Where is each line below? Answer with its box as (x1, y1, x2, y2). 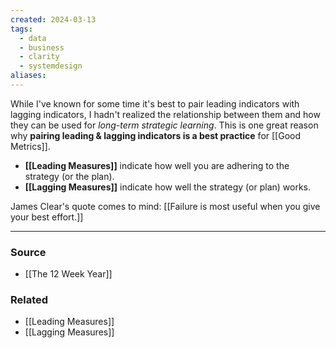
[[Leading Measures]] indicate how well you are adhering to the (24, 159, 290, 171)
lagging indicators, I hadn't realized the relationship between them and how (10, 108, 321, 120)
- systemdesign (19, 61, 83, 71)
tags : (10, 24, 33, 34)
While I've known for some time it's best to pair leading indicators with (10, 97, 300, 110)
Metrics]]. (10, 140, 51, 152)
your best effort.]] (10, 211, 84, 223)
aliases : (10, 71, 47, 81)
